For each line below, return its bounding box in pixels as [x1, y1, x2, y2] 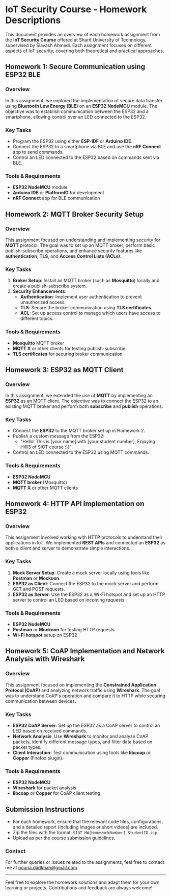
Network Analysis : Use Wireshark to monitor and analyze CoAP [12, 733, 149, 740]
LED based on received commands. [12, 728, 88, 734]
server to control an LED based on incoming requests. [12, 596, 126, 603]
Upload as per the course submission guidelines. [12, 835, 116, 841]
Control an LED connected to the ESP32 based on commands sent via [12, 154, 159, 160]
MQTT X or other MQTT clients [12, 485, 78, 491]
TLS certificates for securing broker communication [12, 351, 123, 357]
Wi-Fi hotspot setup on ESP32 [12, 632, 77, 638]
